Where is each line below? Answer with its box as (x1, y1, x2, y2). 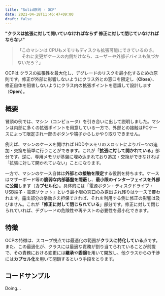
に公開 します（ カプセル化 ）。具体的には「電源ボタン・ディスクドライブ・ (5, 183, 154, 189)
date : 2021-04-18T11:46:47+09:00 (5, 12, 74, 17)
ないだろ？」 (17, 60, 43, 66)
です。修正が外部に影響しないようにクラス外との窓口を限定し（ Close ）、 (9, 76, 157, 82)
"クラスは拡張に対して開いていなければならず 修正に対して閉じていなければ (5, 31, 159, 37)
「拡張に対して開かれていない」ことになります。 (5, 160, 104, 166)
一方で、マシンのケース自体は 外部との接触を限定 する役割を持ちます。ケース (5, 170, 160, 176)
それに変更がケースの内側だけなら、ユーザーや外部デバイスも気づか (21, 53, 160, 59)
